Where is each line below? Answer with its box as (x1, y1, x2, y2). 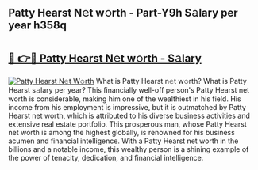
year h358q (8, 19, 67, 32)
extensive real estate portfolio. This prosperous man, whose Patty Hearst (8, 119, 248, 129)
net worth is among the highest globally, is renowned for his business (8, 128, 236, 137)
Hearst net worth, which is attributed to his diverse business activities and (8, 111, 250, 120)
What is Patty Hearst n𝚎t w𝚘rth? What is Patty (95, 77, 248, 85)
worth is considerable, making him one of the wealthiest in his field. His (8, 94, 241, 104)
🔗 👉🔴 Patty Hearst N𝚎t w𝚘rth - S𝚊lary (8, 51, 202, 65)
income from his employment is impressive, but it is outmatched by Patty (8, 103, 246, 111)
